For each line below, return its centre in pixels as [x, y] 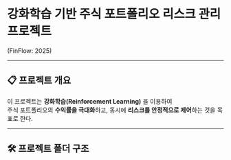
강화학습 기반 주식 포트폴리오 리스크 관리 [114, 14]
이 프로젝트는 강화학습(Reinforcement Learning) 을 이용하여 [90, 101]
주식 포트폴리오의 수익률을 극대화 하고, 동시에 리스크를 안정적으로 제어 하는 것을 [111, 110]
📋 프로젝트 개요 [39, 81]
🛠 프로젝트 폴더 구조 [48, 149]
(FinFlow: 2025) [30, 50]
